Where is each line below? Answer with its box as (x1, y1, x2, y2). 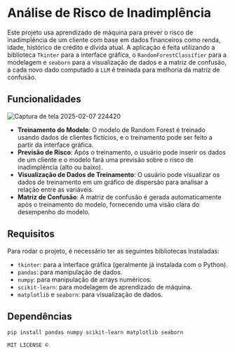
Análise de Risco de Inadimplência (7, 5, 212, 21)
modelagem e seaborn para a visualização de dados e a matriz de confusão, (7, 58, 227, 66)
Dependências (7, 310, 72, 322)
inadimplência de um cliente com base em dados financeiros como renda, (7, 35, 221, 44)
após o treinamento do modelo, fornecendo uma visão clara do (17, 200, 200, 209)
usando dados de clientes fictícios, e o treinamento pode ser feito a (17, 133, 213, 141)
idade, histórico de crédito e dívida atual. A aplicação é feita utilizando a (7, 43, 215, 51)
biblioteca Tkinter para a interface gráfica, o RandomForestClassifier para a (7, 51, 227, 59)
